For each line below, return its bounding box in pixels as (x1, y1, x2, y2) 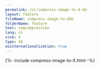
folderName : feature (5, 21, 48, 26)
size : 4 (5, 35, 21, 40)
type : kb (5, 39, 23, 44)
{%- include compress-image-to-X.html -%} (5, 57, 95, 63)
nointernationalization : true (5, 44, 67, 49)
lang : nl (5, 30, 23, 35)
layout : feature (5, 12, 38, 17)
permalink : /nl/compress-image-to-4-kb (5, 7, 87, 12)
